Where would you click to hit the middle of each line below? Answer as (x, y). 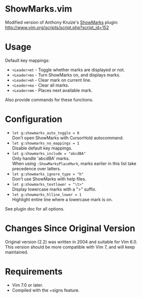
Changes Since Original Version (70, 228)
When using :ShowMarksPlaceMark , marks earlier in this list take (74, 164)
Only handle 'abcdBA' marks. (41, 158)
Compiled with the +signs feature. (46, 290)
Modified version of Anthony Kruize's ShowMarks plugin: (62, 22)
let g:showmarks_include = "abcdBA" (49, 153)
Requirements (34, 271)
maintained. (17, 252)
